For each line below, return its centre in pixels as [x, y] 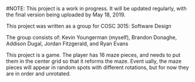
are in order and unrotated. [39, 74]
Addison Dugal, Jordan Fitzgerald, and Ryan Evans [67, 44]
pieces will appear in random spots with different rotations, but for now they [97, 67]
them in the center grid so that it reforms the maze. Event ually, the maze [94, 61]
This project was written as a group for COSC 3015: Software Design [89, 26]
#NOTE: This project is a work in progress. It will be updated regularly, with [96, 8]
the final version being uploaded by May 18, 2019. [66, 15]
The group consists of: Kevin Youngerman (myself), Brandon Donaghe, [92, 37]
